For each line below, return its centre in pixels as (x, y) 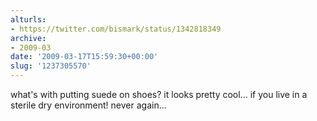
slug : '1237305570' (51, 66)
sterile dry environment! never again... (88, 105)
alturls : (28, 19)
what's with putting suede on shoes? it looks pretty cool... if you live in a (159, 94)
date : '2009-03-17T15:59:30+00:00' (84, 57)
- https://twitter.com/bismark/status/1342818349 (116, 29)
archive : (28, 38)
